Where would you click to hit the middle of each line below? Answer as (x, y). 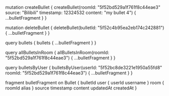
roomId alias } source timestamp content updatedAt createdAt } (71, 88)
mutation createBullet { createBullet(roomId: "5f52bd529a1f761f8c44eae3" (83, 7)
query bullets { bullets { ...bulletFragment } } (51, 43)
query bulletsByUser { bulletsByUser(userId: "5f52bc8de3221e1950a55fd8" (84, 68)
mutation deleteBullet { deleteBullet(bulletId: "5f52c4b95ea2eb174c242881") (85, 28)
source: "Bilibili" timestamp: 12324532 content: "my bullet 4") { (71, 13)
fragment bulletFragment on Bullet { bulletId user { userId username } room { (85, 83)
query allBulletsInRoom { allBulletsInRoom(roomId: (57, 53)
